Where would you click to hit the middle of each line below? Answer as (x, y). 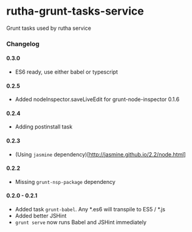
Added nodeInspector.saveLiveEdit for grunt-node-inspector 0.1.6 (97, 99)
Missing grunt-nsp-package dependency (65, 181)
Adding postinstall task (44, 127)
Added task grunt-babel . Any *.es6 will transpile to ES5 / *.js (90, 209)
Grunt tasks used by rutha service (49, 28)
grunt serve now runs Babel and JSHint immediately (81, 222)
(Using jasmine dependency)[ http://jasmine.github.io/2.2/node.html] (101, 154)
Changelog (23, 44)
